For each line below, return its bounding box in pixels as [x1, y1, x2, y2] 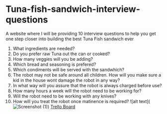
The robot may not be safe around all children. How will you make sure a [12, 72, 161, 78]
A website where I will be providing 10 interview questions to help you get [5, 30, 156, 36]
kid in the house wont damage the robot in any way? [12, 77, 120, 83]
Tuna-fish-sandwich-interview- [5, 3, 141, 15]
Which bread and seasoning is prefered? [12, 61, 96, 67]
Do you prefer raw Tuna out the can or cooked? [12, 51, 110, 57]
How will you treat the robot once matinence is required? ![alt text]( [12, 98, 151, 104]
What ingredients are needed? [12, 45, 75, 51]
